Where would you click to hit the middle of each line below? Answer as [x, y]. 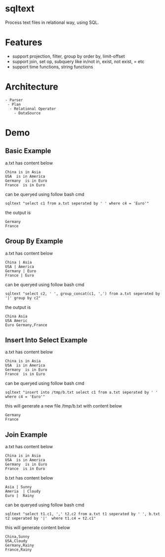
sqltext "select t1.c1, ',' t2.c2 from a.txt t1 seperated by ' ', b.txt [83, 514]
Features [24, 42]
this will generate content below [38, 528]
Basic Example [28, 151]
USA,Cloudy [16, 541]
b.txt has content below [29, 478]
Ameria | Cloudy [23, 491]
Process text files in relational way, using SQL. [52, 22]
